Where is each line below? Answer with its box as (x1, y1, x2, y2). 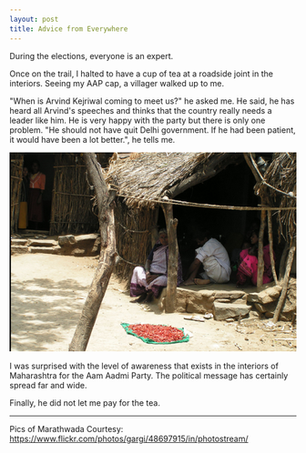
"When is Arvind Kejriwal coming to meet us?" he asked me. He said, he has (9, 96, 295, 106)
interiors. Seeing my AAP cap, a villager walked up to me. (9, 77, 225, 88)
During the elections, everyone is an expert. (9, 50, 174, 61)
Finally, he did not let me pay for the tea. (9, 398, 161, 408)
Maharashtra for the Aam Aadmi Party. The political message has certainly (9, 370, 289, 381)
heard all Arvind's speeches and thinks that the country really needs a (9, 105, 272, 116)
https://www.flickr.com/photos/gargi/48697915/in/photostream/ (9, 433, 249, 445)
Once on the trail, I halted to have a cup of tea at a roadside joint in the (9, 68, 273, 79)
